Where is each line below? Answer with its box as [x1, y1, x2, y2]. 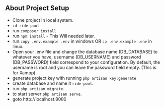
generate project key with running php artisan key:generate [12, 75, 137, 81]
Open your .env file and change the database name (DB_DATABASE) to [12, 49, 158, 54]
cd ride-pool [12, 23, 40, 28]
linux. [12, 43, 24, 49]
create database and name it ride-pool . [12, 80, 94, 86]
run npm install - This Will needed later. [12, 33, 95, 39]
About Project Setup [5, 4, 70, 12]
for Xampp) [12, 69, 36, 76]
